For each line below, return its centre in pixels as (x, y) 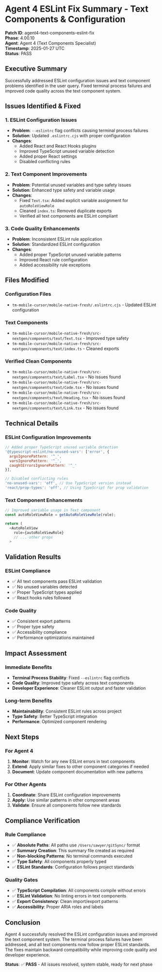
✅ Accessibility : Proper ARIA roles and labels (58, 907)
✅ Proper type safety (33, 627)
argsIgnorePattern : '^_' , (36, 456)
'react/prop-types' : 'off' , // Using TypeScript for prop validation (77, 488)
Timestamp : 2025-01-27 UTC (35, 48)
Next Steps (22, 737)
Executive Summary (36, 69)
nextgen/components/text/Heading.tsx (50, 398)
